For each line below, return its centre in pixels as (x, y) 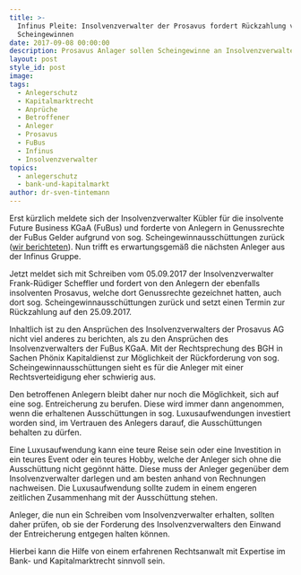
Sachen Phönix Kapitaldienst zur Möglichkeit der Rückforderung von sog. (144, 358)
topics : (24, 168)
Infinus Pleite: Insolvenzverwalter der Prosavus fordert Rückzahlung (152, 26)
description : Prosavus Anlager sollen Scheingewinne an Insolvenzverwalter (154, 51)
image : (21, 76)
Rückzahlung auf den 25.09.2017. (71, 312)
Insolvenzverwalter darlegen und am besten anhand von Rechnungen (138, 478)
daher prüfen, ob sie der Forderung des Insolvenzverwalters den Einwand (145, 524)
